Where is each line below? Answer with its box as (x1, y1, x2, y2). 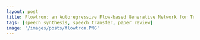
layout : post (6, 8, 39, 15)
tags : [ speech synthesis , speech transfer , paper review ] (6, 19, 153, 25)
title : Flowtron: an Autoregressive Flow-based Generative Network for (6, 14, 187, 20)
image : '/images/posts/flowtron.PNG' (6, 25, 100, 31)
